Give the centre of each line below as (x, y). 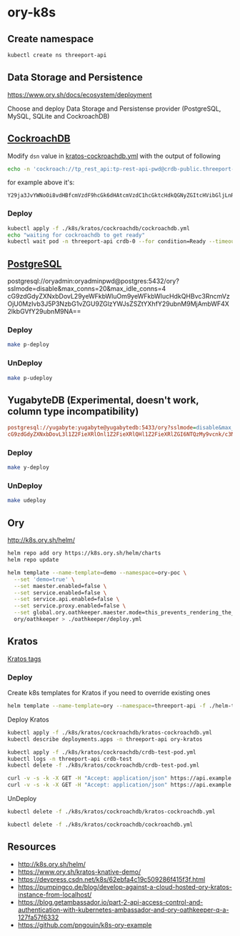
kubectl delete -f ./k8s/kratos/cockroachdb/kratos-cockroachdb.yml (111, 812)
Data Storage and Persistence (75, 78)
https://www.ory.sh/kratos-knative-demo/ (79, 872)
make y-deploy (29, 468)
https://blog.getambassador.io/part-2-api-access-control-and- (110, 902)
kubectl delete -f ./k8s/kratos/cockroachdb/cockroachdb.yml (100, 825)
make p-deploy (29, 345)
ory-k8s (32, 13)
